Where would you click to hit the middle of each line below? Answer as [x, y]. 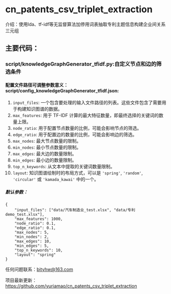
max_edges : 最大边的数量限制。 [45, 154]
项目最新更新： [21, 280]
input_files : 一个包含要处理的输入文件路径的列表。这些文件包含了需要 [87, 103]
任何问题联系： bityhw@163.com [39, 269]
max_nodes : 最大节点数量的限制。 [47, 141]
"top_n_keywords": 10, [39, 251]
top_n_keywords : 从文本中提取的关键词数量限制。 [64, 167]
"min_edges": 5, [32, 246]
